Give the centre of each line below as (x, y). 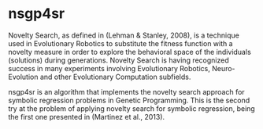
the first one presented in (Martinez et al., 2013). (87, 116)
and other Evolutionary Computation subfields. (115, 77)
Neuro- (223, 68)
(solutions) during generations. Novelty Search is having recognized (119, 60)
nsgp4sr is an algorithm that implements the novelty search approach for (127, 91)
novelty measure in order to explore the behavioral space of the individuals (130, 52)
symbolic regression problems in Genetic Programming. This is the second (129, 100)
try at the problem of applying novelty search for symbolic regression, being (132, 108)
